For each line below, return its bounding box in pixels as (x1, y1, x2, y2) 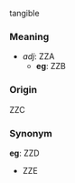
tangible (9, 8, 40, 18)
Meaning (9, 30, 50, 43)
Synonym (9, 127, 52, 139)
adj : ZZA (22, 51, 55, 62)
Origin (9, 84, 38, 97)
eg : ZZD (9, 147, 40, 158)
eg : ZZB (35, 61, 66, 72)
